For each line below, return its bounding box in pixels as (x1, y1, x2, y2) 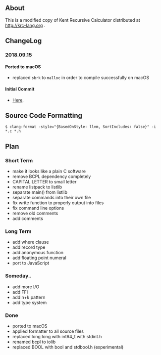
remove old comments (12, 210, 58, 217)
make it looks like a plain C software (12, 168, 86, 175)
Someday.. (5, 272, 32, 279)
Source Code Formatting (5, 111, 83, 120)
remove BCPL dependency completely (12, 174, 91, 179)
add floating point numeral (12, 255, 67, 261)
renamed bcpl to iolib (12, 339, 56, 345)
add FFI (12, 289, 28, 295)
